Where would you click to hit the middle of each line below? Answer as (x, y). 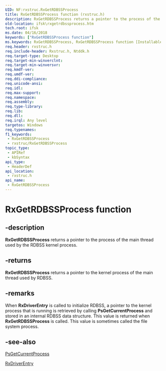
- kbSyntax (18, 157)
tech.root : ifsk (22, 28)
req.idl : (14, 88)
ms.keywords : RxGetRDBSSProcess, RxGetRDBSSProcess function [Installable (84, 42)
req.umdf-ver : (20, 74)
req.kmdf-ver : (20, 70)
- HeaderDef (20, 167)
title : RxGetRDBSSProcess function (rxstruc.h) (55, 14)
